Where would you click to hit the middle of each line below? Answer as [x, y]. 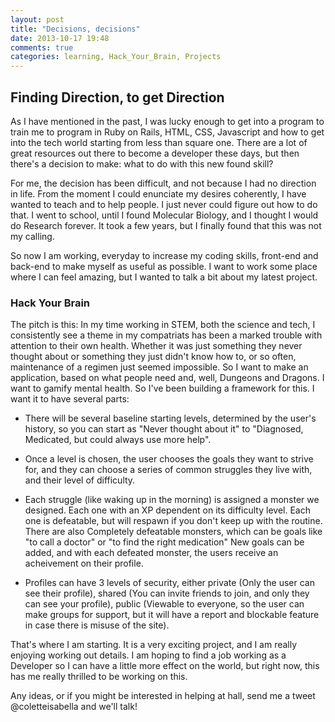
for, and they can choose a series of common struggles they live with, [168, 470]
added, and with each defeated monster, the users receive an [151, 553]
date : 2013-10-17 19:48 [60, 38]
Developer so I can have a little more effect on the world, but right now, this [165, 666]
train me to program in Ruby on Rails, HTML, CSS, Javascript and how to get [167, 132]
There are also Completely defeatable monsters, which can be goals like [173, 532]
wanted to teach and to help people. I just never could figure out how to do [164, 204]
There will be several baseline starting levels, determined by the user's [170, 418]
